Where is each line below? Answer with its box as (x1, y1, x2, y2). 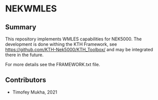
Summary (5, 23, 36, 31)
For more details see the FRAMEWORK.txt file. (5, 62, 100, 67)
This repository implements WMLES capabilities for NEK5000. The (5, 36, 142, 42)
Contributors (5, 76, 46, 85)
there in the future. (5, 52, 44, 58)
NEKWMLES (5, 3, 57, 14)
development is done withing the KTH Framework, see (5, 41, 117, 47)
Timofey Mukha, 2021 (12, 89, 57, 95)
